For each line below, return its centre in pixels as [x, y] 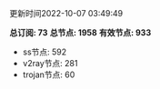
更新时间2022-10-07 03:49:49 [66, 13]
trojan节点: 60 [49, 74]
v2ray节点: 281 [50, 63]
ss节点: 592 [45, 52]
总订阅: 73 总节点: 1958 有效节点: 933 [80, 33]
